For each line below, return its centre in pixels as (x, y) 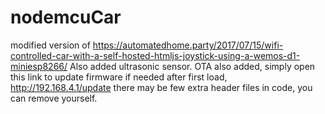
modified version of (50, 45)
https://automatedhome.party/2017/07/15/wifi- (188, 45)
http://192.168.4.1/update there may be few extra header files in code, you (161, 87)
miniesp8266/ (39, 66)
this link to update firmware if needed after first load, (119, 77)
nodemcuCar (66, 17)
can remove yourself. (54, 98)
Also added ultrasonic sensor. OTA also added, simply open (192, 66)
